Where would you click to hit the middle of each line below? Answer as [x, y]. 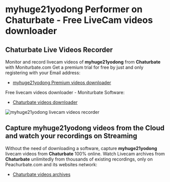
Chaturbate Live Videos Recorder [59, 50]
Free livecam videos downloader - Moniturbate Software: [65, 92]
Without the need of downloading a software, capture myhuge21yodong [81, 148]
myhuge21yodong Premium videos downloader [62, 83]
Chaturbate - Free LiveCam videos [79, 20]
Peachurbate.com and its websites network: [51, 164]
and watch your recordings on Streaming [71, 136]
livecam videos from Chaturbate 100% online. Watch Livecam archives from [85, 154]
